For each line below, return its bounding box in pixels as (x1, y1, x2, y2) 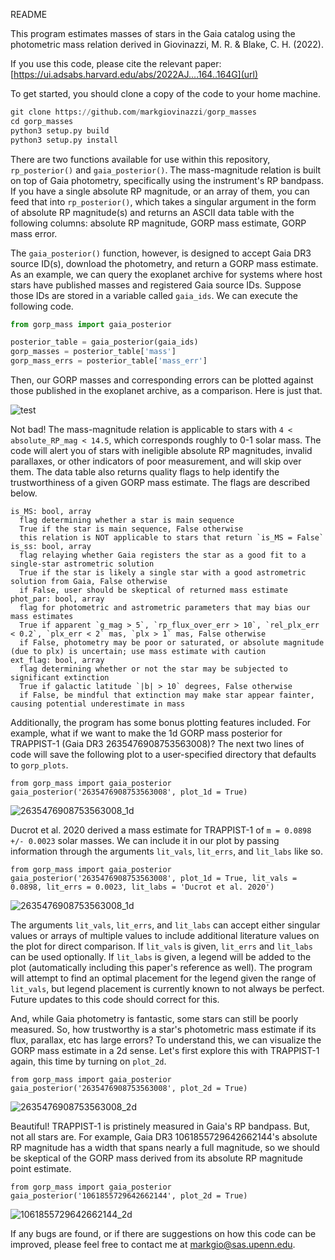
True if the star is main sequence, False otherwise (19, 524, 244, 534)
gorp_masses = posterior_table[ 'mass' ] (10, 347, 177, 357)
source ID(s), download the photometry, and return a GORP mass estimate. (10, 257, 319, 269)
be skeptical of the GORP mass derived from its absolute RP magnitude (10, 1152, 303, 1164)
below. (10, 487, 38, 499)
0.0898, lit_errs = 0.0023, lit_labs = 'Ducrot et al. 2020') (10, 882, 275, 892)
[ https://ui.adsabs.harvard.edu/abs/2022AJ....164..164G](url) (10, 69, 259, 80)
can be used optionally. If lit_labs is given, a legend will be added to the (10, 951, 312, 963)
